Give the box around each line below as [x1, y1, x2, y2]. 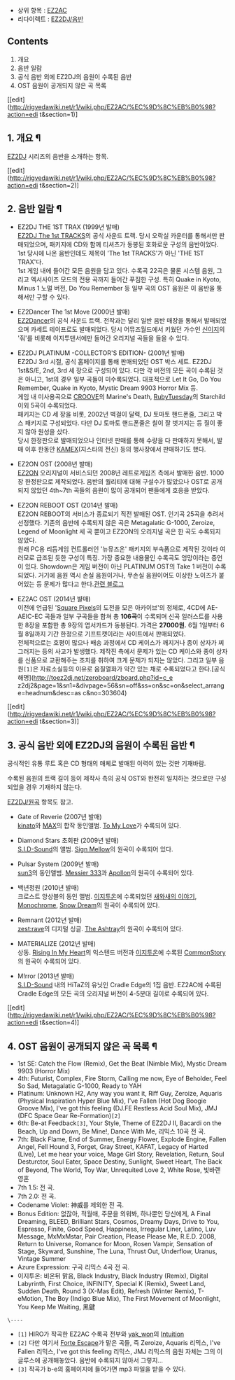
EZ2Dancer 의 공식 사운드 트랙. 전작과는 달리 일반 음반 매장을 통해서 [17, 316, 203, 325]
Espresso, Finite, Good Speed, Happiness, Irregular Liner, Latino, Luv [17, 1225, 216, 1234]
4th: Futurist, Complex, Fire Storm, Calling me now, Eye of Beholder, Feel [17, 1074, 227, 1083]
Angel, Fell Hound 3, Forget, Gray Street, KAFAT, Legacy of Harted [17, 1143, 208, 1151]
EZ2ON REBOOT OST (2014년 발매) [17, 501, 118, 510]
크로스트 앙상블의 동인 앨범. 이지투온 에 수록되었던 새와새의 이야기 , [17, 892, 197, 901]
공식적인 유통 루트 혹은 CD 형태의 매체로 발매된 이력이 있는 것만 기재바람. [7, 759, 206, 768]
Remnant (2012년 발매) [17, 916, 83, 924]
